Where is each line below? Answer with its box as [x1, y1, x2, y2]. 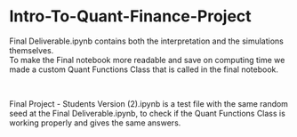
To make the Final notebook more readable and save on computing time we [9, 54, 285, 65]
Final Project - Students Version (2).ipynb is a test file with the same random [9, 98, 289, 109]
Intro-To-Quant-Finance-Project [9, 6, 252, 27]
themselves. [9, 44, 54, 55]
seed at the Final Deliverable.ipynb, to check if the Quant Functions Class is [9, 108, 286, 118]
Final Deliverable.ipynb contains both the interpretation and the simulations [9, 36, 285, 46]
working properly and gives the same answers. [9, 117, 181, 128]
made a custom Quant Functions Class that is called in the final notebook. [9, 64, 278, 75]
